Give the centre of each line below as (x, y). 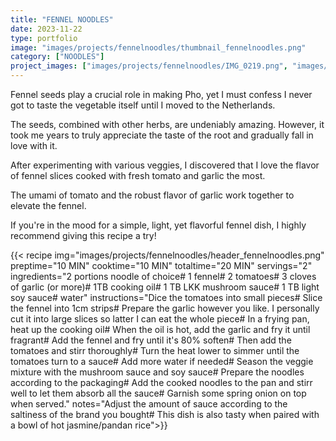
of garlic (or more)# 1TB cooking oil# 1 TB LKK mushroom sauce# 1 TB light (165, 287)
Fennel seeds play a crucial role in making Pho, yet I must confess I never (161, 94)
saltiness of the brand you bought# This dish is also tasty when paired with (165, 414)
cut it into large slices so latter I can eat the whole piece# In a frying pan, (160, 319)
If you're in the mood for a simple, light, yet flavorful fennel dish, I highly (158, 225)
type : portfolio (44, 38)
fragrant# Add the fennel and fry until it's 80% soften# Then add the (151, 340)
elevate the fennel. (48, 205)
